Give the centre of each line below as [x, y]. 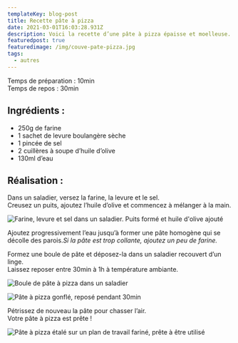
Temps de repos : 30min [43, 88]
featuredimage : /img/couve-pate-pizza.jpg [71, 47]
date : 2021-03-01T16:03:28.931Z [55, 27]
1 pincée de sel [40, 143]
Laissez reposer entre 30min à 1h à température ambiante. [93, 270]
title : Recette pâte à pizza [51, 21]
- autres [27, 61]
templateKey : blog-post [43, 14]
